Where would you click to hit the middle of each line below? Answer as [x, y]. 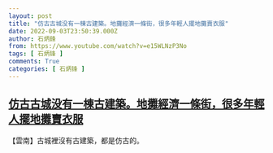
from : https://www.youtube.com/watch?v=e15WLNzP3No [97, 46]
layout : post [30, 16]
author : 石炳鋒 [32, 39]
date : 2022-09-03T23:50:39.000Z [63, 31]
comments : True [34, 62]
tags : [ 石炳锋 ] [36, 54]
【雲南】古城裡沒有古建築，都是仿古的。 [76, 140]
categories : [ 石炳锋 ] [47, 69]
